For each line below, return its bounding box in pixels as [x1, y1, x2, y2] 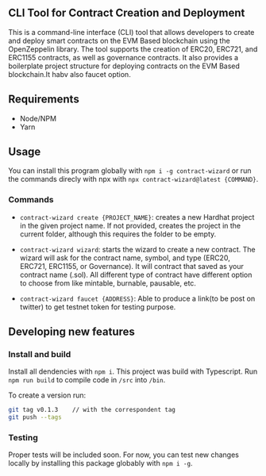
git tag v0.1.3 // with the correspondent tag [8, 406, 176, 414]
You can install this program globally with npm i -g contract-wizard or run [8, 166, 252, 175]
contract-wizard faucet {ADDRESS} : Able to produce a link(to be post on [19, 294, 256, 303]
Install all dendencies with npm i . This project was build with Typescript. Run [8, 367, 258, 376]
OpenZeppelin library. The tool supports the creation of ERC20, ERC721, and [8, 44, 258, 54]
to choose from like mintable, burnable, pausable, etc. [19, 278, 197, 288]
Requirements [8, 93, 79, 106]
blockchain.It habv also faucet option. [8, 69, 131, 79]
